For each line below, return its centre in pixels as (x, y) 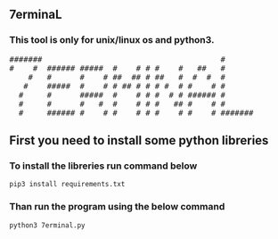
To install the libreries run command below (103, 166)
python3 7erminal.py (48, 225)
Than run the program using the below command (117, 207)
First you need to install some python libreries (139, 140)
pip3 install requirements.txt (67, 185)
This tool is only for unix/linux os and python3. (112, 40)
